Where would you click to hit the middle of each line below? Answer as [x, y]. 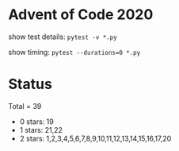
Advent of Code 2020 [81, 15]
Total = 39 [25, 106]
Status [30, 84]
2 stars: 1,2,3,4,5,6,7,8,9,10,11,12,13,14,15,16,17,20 [95, 138]
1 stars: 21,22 [41, 130]
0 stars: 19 [36, 122]
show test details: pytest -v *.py [63, 37]
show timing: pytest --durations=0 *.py [74, 52]
